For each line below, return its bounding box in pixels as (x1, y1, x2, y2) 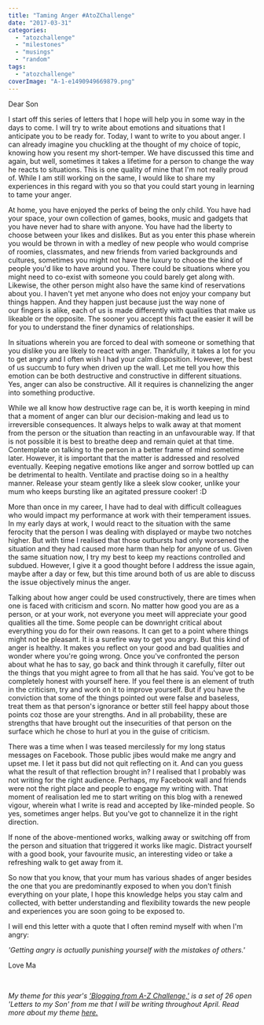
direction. (8, 817, 39, 826)
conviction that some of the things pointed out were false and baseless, (8, 693, 240, 702)
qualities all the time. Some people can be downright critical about (8, 618, 222, 627)
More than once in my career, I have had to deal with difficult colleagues (8, 502, 242, 511)
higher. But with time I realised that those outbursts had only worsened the (8, 535, 250, 544)
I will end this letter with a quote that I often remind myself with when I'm (8, 921, 244, 930)
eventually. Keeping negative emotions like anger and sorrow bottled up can (8, 462, 255, 471)
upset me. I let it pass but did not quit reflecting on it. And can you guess (8, 758, 244, 768)
